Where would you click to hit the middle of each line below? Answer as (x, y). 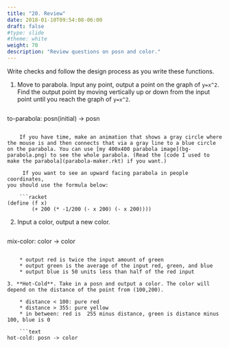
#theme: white (27, 39)
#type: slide (26, 33)
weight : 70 (23, 45)
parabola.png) (27, 155)
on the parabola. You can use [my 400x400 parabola (82, 149)
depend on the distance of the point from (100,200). (86, 290)
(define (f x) (27, 203)
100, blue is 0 (29, 320)
